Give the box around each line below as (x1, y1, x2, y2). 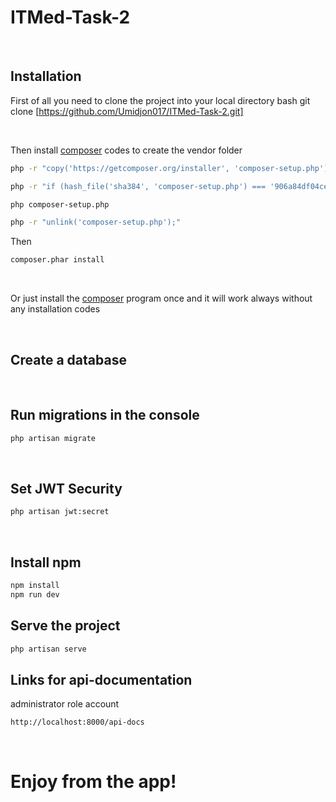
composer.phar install (10, 255, 105, 265)
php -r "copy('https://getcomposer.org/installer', (10, 163, 230, 173)
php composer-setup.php (10, 199, 110, 210)
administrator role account (10, 698, 120, 710)
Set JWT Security (10, 481, 123, 498)
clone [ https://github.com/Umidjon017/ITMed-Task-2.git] (10, 105, 244, 117)
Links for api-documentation (10, 671, 193, 688)
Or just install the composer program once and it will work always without (10, 292, 313, 305)
